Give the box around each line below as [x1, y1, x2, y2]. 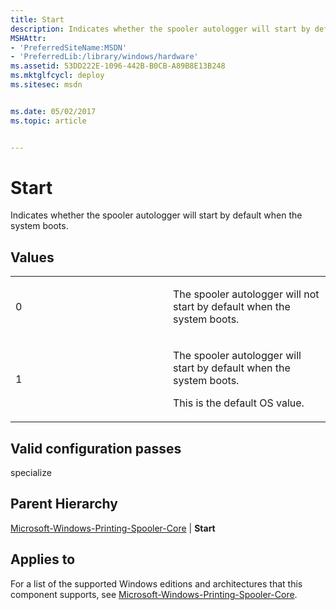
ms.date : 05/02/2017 [10, 106, 97, 116]
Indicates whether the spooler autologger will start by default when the [10, 209, 303, 221]
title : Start [10, 14, 65, 25]
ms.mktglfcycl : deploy [10, 71, 105, 81]
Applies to [10, 551, 76, 568]
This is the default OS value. [173, 396, 305, 410]
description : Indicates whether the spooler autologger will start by [10, 24, 311, 34]
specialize [10, 467, 52, 479]
